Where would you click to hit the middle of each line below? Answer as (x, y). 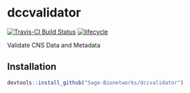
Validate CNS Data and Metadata (54, 45)
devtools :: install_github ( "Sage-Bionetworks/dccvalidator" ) (96, 83)
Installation (32, 67)
